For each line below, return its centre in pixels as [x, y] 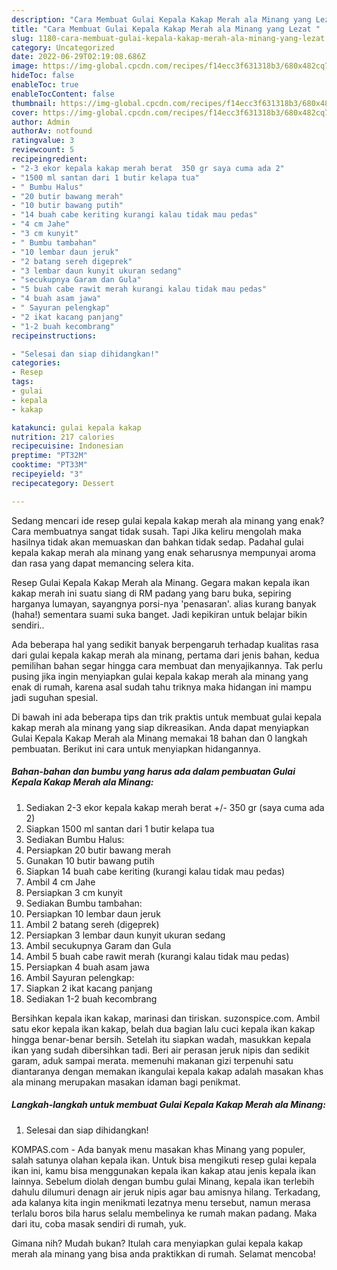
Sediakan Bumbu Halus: [75, 839]
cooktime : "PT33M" [49, 465]
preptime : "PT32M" [49, 456]
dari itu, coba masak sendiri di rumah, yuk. [99, 1223]
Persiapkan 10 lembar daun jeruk [93, 913]
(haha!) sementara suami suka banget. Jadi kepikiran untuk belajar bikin [159, 614]
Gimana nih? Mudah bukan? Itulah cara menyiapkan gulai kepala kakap [157, 1243]
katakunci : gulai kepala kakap [76, 427]
